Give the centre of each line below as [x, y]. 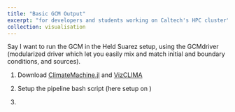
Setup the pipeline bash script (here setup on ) [84, 89]
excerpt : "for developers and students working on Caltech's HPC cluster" [119, 20]
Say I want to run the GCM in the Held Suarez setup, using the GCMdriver [113, 47]
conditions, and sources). [44, 62]
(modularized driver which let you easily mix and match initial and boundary [116, 54]
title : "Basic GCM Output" [47, 14]
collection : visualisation [47, 27]
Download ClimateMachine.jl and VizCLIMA [80, 75]
